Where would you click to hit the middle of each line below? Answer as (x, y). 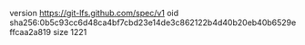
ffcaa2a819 (30, 32)
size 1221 (70, 32)
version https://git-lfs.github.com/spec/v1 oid (94, 13)
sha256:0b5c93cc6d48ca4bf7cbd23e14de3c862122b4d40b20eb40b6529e (153, 22)
